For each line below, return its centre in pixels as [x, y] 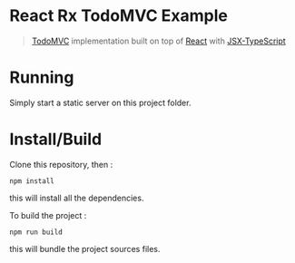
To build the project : [48, 215]
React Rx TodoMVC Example [119, 16]
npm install [32, 181]
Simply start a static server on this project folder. [100, 102]
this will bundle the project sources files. [85, 248]
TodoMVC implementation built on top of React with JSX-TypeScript [158, 41]
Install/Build [56, 139]
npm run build [36, 232]
